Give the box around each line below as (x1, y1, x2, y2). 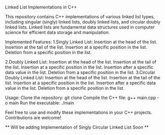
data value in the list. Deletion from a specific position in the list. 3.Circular (5, 69, 156, 75)
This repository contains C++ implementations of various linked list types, (5, 14, 155, 19)
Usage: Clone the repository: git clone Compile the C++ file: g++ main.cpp (5, 95, 156, 101)
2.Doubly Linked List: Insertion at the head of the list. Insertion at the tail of (5, 59, 157, 65)
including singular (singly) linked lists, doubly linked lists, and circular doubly (5, 19, 161, 25)
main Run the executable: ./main (9, 100, 74, 105)
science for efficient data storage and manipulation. (5, 30, 110, 35)
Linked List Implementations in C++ (5, 4, 77, 10)
